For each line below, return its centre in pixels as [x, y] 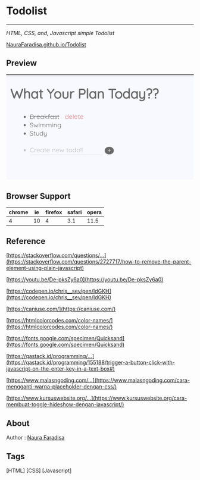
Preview [22, 63]
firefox [54, 212]
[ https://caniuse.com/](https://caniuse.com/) [61, 309]
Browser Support [39, 196]
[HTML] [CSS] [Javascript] [39, 470]
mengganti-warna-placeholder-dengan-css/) [62, 387]
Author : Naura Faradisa [35, 438]
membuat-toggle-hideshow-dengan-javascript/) [65, 404]
